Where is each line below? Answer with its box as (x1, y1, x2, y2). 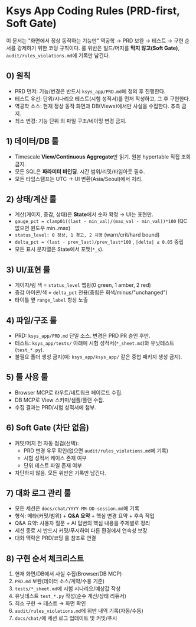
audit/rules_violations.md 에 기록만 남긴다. (6, 51, 110, 59)
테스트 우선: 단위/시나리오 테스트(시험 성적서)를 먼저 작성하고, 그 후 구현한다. (14, 95, 191, 102)
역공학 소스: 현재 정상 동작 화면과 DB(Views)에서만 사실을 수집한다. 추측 (14, 102, 181, 109)
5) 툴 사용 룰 (6, 372, 48, 382)
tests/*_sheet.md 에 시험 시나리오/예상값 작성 (14, 585, 121, 592)
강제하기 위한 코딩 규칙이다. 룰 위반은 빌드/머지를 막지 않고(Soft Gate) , (17, 44, 180, 51)
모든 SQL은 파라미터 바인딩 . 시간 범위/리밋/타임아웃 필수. (14, 167, 145, 175)
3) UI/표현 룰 (6, 264, 50, 274)
